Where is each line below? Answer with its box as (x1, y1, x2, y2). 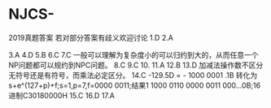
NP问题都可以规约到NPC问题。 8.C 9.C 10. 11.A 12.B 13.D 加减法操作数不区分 (8, 60, 264, 70)
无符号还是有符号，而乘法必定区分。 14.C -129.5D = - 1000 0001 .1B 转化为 (8, 70, 258, 80)
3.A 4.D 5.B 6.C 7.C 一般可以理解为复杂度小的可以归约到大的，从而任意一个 (8, 50, 259, 59)
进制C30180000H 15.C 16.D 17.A (8, 90, 116, 100)
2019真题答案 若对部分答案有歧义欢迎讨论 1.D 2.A (8, 32, 173, 42)
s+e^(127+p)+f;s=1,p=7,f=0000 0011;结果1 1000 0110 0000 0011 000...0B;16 (8, 80, 261, 90)
